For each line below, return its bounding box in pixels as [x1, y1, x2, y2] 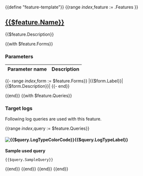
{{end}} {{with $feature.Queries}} [5, 93, 72, 99]
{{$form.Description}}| [5, 83, 51, 89]
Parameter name [7, 66, 47, 73]
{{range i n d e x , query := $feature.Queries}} [5, 126, 90, 131]
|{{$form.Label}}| [88, 78, 123, 84]
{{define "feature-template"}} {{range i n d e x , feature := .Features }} [5, 4, 139, 10]
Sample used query [5, 148, 45, 153]
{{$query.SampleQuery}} [5, 157, 54, 162]
